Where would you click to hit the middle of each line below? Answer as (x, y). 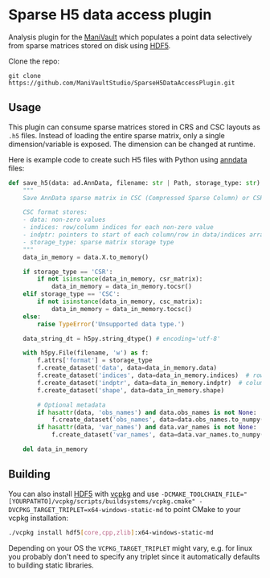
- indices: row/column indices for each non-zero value (119, 228)
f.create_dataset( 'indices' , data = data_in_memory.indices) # (143, 375)
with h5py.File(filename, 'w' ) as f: (86, 353)
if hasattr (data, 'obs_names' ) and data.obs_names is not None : (147, 412)
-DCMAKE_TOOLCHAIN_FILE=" (204, 494)
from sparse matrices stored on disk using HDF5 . (90, 45)
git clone (25, 76)
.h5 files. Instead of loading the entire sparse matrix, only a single (117, 135)
